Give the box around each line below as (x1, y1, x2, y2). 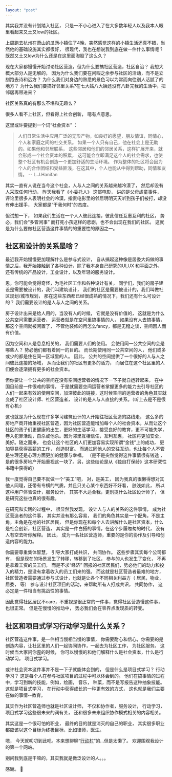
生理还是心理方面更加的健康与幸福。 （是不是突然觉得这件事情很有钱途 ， (9, 452, 165, 458)
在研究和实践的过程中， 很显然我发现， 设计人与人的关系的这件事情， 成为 (5, 506, 162, 512)
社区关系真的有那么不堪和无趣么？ (5, 100, 77, 106)
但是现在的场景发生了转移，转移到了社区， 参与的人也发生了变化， (15, 556, 156, 562)
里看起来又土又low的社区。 (5, 29, 62, 35)
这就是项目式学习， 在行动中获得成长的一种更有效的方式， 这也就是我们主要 (5, 686, 165, 692)
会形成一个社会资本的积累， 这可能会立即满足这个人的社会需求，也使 (17, 152, 163, 158)
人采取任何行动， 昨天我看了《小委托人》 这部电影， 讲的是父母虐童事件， (5, 189, 162, 195)
